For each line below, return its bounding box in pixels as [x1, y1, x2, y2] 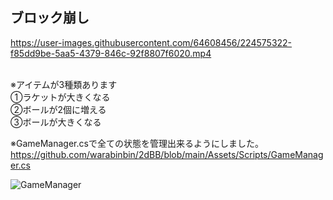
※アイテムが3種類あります [10, 78, 118, 90]
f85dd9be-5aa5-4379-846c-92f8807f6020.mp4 [10, 47, 212, 59]
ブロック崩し [10, 9, 90, 27]
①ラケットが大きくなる [10, 91, 111, 103]
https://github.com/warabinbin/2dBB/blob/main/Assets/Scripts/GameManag [10, 148, 324, 160]
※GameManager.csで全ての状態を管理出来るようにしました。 [10, 137, 264, 149]
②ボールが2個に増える [10, 103, 107, 115]
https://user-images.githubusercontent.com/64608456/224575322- [10, 36, 293, 48]
